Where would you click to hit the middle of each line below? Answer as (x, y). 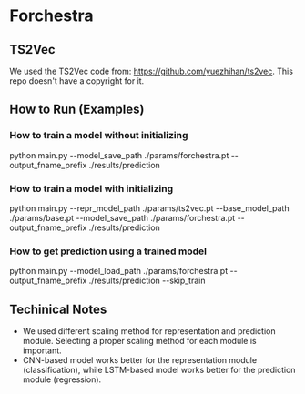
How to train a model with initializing (91, 188)
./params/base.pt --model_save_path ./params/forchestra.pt (122, 217)
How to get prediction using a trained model (108, 251)
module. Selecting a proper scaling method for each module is (139, 341)
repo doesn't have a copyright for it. (77, 81)
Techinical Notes (58, 309)
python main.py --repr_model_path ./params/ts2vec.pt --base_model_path (149, 208)
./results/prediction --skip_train (147, 281)
